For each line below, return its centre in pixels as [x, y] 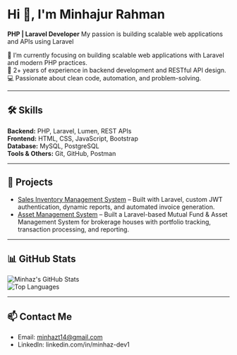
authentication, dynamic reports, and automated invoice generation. [116, 207]
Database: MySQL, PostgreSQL [54, 146]
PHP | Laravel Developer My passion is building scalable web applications [115, 34]
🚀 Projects [30, 182]
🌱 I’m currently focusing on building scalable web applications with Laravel [116, 55]
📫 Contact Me [40, 317]
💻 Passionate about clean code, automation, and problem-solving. [104, 78]
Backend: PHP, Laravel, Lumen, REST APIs [69, 131]
